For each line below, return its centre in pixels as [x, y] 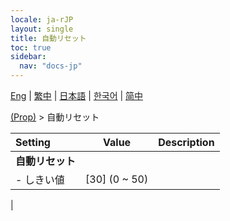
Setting [33, 142]
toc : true [31, 47]
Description [186, 142]
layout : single [42, 29]
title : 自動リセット [48, 38]
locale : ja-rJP [42, 19]
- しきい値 [40, 179]
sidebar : [28, 57]
